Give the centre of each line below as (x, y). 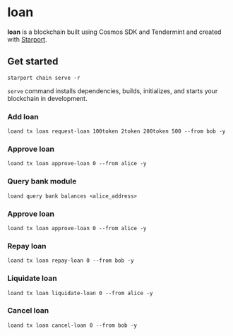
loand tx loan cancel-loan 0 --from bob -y (72, 325)
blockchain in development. (47, 98)
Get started (33, 62)
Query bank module (42, 181)
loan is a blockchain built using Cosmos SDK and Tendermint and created (114, 32)
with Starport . (27, 39)
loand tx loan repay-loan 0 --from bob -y (71, 261)
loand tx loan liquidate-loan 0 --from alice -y (80, 293)
